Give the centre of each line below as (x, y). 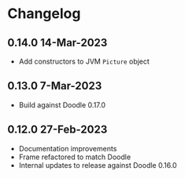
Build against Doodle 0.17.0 (62, 105)
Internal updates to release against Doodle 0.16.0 (98, 165)
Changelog (44, 14)
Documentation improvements (68, 148)
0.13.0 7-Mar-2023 (55, 86)
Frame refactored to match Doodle (75, 157)
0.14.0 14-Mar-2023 (57, 43)
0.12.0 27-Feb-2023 (57, 130)
